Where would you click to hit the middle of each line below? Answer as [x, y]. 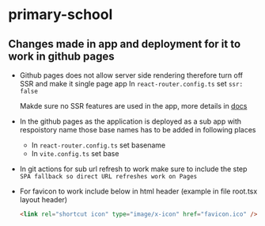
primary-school [61, 15]
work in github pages [61, 56]
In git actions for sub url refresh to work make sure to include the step [133, 169]
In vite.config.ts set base [75, 153]
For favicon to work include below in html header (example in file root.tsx [138, 191]
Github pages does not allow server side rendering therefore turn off [131, 75]
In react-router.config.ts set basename [98, 145]
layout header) [44, 199]
